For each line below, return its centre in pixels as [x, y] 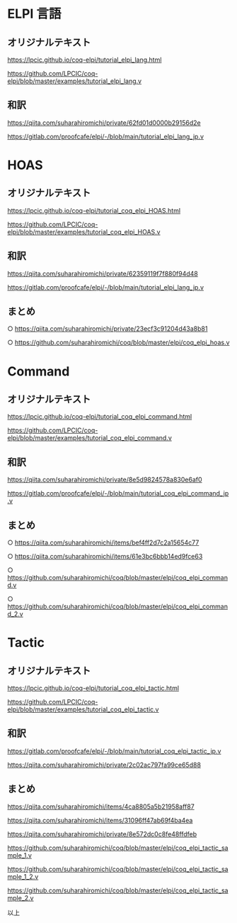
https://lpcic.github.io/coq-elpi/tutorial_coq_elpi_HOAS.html [94, 210]
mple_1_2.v [23, 876]
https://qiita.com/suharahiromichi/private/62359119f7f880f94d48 [103, 273]
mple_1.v [19, 855]
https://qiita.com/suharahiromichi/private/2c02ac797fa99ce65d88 [104, 765]
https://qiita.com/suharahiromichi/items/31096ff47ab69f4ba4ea [100, 820]
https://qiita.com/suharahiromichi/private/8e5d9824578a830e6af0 [105, 480]
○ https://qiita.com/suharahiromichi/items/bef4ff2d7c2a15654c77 [103, 542]
